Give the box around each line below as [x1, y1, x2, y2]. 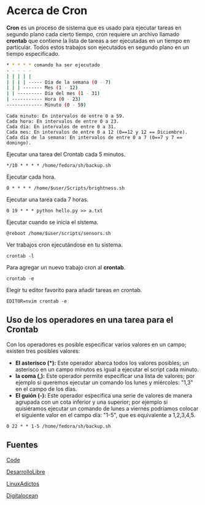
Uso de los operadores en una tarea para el [6, 315, 174, 325]
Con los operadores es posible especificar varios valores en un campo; [6, 341, 187, 348]
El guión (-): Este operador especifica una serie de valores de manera [15, 391, 192, 399]
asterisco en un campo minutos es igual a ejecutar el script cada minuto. [15, 366, 199, 373]
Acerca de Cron [6, 4, 88, 18]
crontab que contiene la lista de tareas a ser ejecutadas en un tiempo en [6, 37, 190, 44]
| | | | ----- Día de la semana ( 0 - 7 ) [6, 79, 112, 85]
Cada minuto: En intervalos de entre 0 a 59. [6, 113, 125, 119]
